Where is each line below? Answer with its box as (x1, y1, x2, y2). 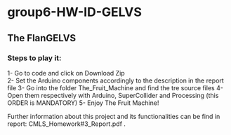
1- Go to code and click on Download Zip (7, 69, 125, 77)
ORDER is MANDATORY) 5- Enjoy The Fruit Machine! (7, 99, 159, 107)
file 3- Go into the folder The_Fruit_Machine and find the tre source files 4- (7, 83, 223, 92)
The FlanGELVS (7, 32, 77, 44)
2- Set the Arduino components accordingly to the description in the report (7, 76, 225, 85)
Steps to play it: (7, 53, 62, 63)
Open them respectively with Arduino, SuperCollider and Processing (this (7, 91, 219, 99)
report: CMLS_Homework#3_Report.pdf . (7, 120, 126, 128)
